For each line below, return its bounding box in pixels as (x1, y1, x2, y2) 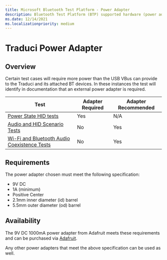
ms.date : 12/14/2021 (5, 16, 48, 21)
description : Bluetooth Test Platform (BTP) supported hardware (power (5, 12, 157, 17)
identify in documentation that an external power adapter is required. (5, 86, 146, 92)
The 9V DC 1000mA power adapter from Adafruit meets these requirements (5, 230, 160, 236)
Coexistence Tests (7, 141, 51, 148)
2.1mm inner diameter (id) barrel (12, 197, 78, 203)
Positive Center (12, 192, 44, 198)
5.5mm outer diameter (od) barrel (12, 202, 81, 208)
